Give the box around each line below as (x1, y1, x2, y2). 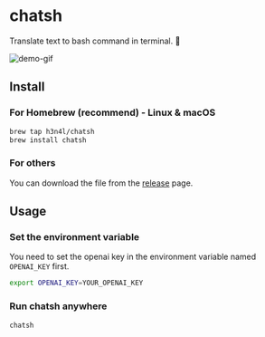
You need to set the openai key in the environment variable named (9, 251, 257, 263)
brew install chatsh (9, 135, 88, 145)
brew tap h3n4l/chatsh (9, 127, 95, 136)
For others (9, 157, 56, 169)
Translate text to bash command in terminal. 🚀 (9, 35, 181, 46)
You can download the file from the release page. (9, 178, 194, 188)
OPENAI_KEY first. (9, 261, 70, 272)
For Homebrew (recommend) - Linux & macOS (9, 106, 216, 119)
